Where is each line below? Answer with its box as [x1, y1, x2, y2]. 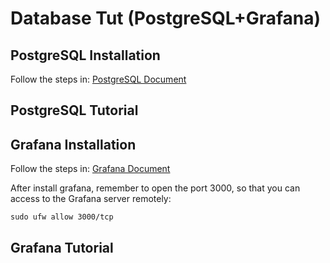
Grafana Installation [10, 136, 137, 153]
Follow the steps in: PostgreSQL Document [10, 73, 187, 85]
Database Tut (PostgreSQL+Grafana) [10, 7, 322, 30]
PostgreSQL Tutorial [10, 102, 139, 119]
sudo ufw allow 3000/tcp [10, 212, 114, 222]
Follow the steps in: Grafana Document [10, 163, 171, 175]
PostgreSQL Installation [10, 47, 161, 64]
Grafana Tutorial [10, 239, 114, 256]
